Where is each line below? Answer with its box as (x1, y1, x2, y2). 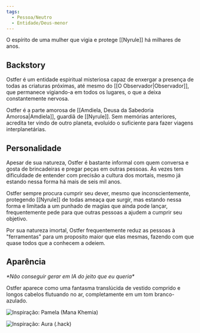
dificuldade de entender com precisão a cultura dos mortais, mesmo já (6, 172, 181, 178)
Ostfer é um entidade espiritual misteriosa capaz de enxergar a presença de (6, 76, 194, 83)
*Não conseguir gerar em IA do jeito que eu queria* (6, 273, 135, 280)
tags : (6, 8, 20, 15)
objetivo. (6, 215, 28, 222)
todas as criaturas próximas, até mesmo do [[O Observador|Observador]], (6, 82, 190, 90)
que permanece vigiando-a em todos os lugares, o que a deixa (6, 89, 162, 96)
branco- (154, 290, 175, 298)
